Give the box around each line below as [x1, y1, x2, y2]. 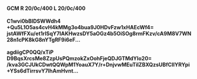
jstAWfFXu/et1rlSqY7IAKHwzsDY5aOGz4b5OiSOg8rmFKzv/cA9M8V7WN [6, 30, 192, 37]
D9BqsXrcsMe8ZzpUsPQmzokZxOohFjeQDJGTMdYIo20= [6, 55, 152, 62]
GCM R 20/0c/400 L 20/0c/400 [6, 5, 86, 12]
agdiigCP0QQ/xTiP [6, 49, 54, 56]
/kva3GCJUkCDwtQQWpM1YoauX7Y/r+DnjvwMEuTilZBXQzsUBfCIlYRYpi [6, 61, 190, 68]
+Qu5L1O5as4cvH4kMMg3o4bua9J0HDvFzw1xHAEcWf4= [6, 24, 154, 31]
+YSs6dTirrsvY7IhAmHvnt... [6, 67, 79, 74]
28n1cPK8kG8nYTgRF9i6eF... [6, 36, 81, 43]
